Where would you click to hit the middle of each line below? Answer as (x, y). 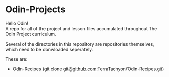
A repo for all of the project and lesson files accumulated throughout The (81, 28)
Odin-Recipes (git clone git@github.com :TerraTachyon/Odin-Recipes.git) (88, 69)
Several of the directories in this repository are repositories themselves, (80, 44)
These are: (16, 59)
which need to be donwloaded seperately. (49, 49)
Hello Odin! (17, 23)
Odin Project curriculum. (31, 34)
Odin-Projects (35, 9)
